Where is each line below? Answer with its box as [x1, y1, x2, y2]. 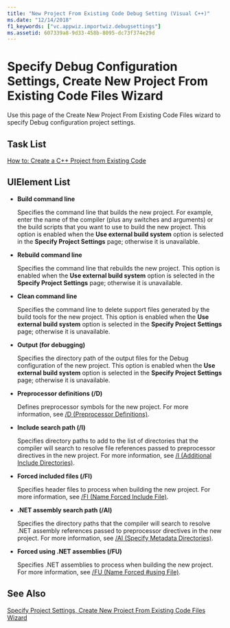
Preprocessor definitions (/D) [16, 389, 103, 397]
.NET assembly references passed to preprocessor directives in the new [16, 526, 222, 534]
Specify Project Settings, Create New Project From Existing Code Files [7, 606, 206, 614]
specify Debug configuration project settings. [7, 118, 136, 127]
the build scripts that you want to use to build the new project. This [16, 222, 207, 231]
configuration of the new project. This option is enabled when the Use [16, 361, 216, 369]
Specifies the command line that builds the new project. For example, [16, 208, 214, 216]
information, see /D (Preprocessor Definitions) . [16, 410, 150, 418]
